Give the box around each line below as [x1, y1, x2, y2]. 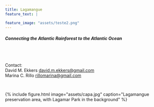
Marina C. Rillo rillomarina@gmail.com [5, 72, 81, 78]
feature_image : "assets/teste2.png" [5, 20, 79, 25]
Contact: [5, 62, 23, 68]
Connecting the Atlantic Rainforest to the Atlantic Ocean [5, 35, 122, 41]
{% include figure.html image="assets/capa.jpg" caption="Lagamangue [5, 91, 150, 97]
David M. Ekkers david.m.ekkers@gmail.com [5, 68, 95, 73]
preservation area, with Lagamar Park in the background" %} [5, 97, 128, 103]
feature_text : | [5, 12, 38, 17]
